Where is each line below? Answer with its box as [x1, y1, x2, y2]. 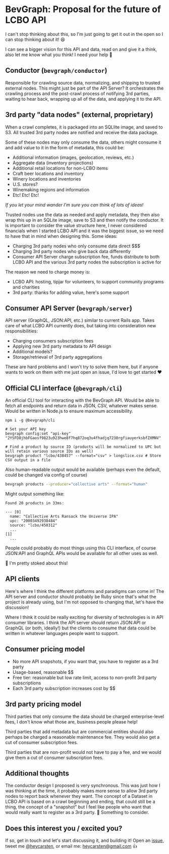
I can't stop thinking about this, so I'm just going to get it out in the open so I [5, 31, 163, 37]
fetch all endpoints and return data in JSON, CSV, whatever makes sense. [5, 403, 158, 409]
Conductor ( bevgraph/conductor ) [5, 66, 107, 75]
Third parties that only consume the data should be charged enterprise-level [5, 713, 164, 719]
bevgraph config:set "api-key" [5, 431, 71, 436]
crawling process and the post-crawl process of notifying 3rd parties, [5, 90, 150, 97]
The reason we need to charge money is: [5, 269, 91, 275]
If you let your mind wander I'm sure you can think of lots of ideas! [5, 201, 144, 208]
